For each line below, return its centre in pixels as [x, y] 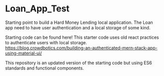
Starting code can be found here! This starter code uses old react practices [82, 37]
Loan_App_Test [37, 9]
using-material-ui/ [24, 53]
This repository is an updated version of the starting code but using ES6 [79, 63]
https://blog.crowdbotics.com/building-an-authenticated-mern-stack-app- [81, 48]
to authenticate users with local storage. [46, 42]
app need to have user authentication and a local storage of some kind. [78, 27]
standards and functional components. [45, 68]
